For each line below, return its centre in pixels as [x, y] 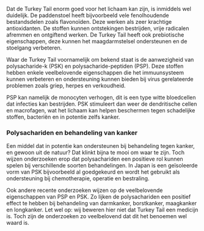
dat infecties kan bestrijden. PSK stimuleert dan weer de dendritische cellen [102, 104]
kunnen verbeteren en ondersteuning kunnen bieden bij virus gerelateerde [100, 79]
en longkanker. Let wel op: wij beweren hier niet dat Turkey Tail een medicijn [102, 210]
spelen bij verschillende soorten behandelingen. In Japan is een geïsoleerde [102, 166]
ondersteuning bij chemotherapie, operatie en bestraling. [78, 178]
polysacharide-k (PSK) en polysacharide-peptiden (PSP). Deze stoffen [95, 66]
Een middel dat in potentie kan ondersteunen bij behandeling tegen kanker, [100, 146]
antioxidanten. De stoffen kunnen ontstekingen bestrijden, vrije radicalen [98, 28]
